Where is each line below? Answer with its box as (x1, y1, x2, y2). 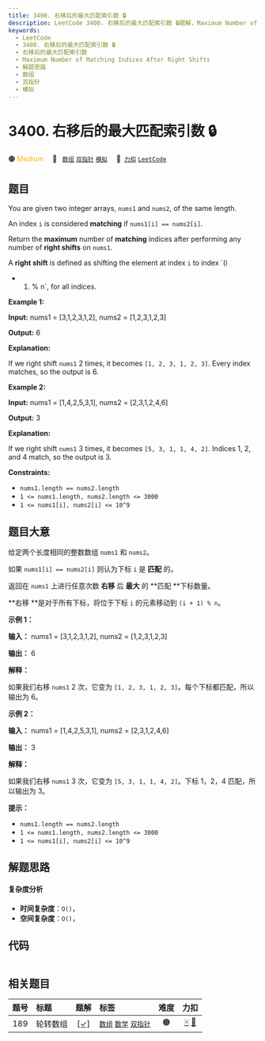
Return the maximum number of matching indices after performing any (8, 235, 241, 244)
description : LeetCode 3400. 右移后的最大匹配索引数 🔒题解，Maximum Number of (8, 19, 258, 27)
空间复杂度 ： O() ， (19, 913, 80, 923)
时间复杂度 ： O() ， (19, 903, 80, 913)
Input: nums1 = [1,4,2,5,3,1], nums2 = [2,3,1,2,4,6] (8, 398, 168, 408)
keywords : (8, 26, 41, 34)
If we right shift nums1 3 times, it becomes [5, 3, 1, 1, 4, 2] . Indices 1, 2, (8, 444, 252, 454)
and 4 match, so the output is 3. (8, 453, 112, 462)
